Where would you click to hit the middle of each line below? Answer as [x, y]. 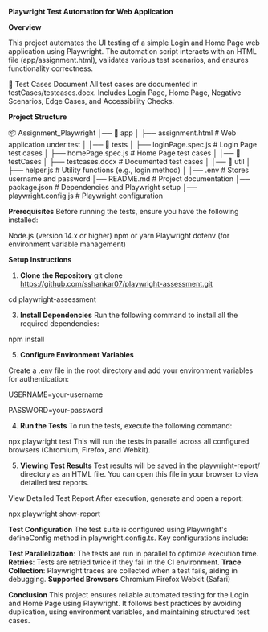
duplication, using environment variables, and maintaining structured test [129, 612]
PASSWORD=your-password [55, 410]
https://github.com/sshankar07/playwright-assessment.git [116, 284]
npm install [26, 339]
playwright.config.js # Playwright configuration [85, 196]
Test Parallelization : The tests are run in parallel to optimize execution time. [134, 554]
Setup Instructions [40, 260]
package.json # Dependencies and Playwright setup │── [103, 187]
